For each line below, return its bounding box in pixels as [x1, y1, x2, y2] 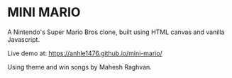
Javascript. [7, 35, 40, 43]
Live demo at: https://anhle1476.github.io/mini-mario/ [7, 49, 163, 57]
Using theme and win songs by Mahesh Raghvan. [7, 62, 153, 71]
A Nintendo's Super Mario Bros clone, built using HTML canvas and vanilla [7, 28, 225, 36]
